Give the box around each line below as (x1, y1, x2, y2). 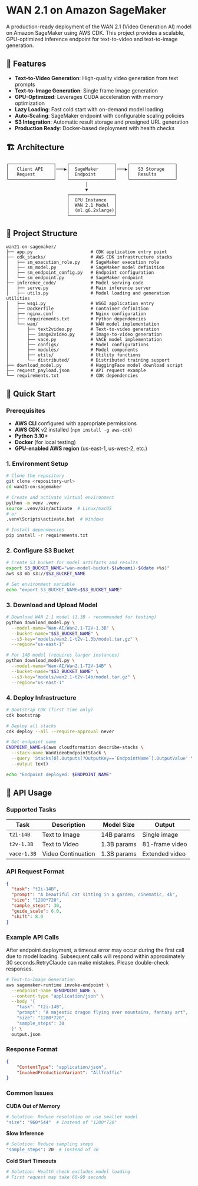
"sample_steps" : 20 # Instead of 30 (6, 1147, 99, 1153)
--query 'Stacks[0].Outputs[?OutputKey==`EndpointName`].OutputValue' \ (11, 756, 194, 761)
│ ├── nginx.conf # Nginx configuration (6, 311, 146, 317)
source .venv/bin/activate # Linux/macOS (6, 505, 112, 511)
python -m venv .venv (6, 500, 60, 506)
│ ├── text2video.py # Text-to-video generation (6, 326, 160, 333)
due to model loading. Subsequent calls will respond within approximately (6, 952, 185, 960)
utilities (6, 296, 31, 302)
